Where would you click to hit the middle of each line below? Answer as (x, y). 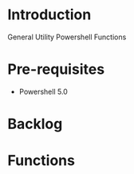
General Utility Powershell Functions (67, 37)
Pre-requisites (56, 69)
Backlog (35, 124)
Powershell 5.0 (43, 91)
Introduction (49, 15)
